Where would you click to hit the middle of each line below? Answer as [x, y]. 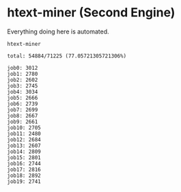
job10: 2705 [24, 128]
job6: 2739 [23, 104]
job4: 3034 [23, 92]
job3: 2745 [23, 86]
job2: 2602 [23, 80]
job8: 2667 [23, 115]
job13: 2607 [24, 146]
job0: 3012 [23, 68]
